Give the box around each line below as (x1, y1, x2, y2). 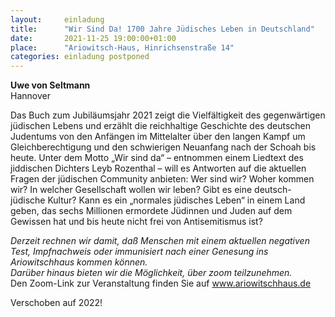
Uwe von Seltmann (10, 79, 91, 91)
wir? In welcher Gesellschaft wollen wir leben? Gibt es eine (10, 184, 253, 196)
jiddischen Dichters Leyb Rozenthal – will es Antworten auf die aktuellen (10, 162, 307, 175)
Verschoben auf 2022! (10, 297, 103, 309)
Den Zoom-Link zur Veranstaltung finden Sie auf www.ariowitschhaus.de (10, 277, 312, 290)
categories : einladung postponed (10, 52, 150, 62)
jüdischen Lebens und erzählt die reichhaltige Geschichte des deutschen (10, 120, 311, 132)
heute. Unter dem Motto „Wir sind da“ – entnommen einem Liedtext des (10, 152, 304, 164)
